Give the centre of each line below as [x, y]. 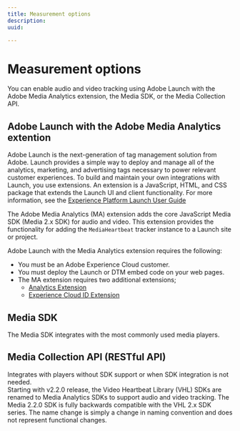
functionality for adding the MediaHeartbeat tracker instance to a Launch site [120, 229]
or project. [22, 237]
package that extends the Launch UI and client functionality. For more [110, 193]
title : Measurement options [49, 14]
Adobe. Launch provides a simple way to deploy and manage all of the [111, 162]
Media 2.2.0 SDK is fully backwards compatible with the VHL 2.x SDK [110, 405]
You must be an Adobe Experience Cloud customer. [94, 264]
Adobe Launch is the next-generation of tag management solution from [112, 155]
